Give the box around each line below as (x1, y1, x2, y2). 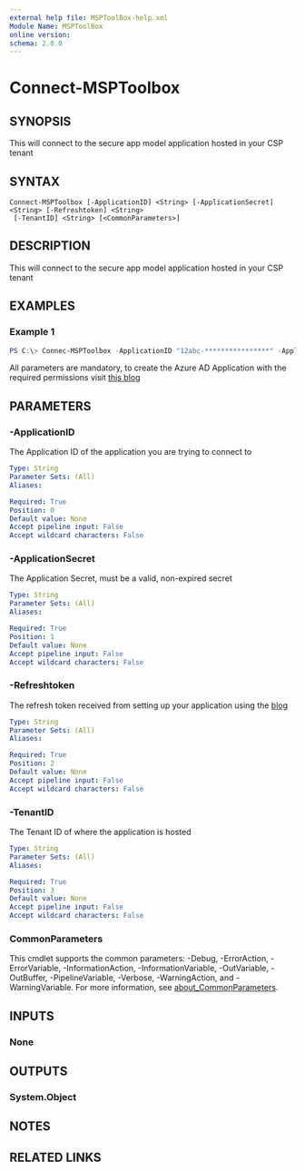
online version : (9, 30, 71, 39)
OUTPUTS (9, 1064, 68, 1079)
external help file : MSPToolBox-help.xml (9, 13, 169, 23)
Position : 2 (9, 759, 54, 768)
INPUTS (9, 1009, 54, 1024)
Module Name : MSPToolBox (9, 22, 103, 31)
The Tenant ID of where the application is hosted (9, 827, 192, 838)
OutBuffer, (9, 972, 48, 983)
